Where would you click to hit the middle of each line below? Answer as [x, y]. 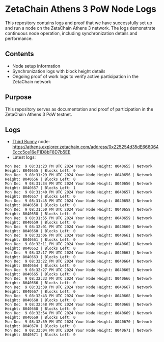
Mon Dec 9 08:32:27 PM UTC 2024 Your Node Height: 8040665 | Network [79, 270]
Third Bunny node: [31, 142]
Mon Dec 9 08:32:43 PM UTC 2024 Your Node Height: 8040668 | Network [79, 296]
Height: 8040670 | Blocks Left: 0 [41, 326]
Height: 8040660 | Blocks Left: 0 [41, 231]
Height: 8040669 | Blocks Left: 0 [41, 318]
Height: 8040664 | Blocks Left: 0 [41, 266]
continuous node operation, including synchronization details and [71, 33]
